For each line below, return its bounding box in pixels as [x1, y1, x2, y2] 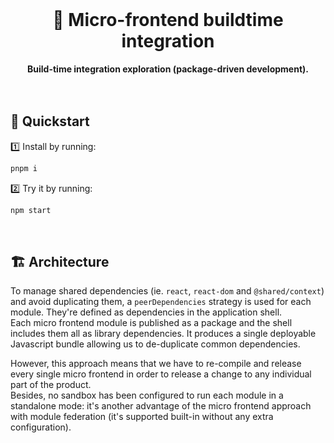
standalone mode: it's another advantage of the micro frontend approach [10, 400, 312, 412]
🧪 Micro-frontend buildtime [52, 9, 284, 32]
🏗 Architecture [10, 253, 110, 270]
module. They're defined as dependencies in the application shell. [10, 306, 283, 318]
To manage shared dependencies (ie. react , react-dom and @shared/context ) [10, 285, 325, 297]
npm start [10, 205, 52, 215]
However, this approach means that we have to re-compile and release [10, 358, 302, 370]
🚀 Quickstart [10, 113, 90, 130]
